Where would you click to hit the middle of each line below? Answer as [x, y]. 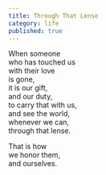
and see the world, [39, 114]
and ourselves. [33, 164]
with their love [32, 71]
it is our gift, [28, 88]
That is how [28, 147]
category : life [34, 23]
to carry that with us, [43, 105]
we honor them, [35, 155]
